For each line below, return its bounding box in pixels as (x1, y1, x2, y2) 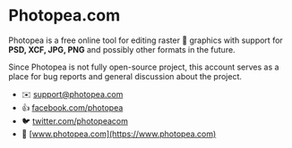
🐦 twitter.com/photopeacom (21, 115, 129, 126)
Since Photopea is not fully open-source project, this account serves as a (8, 62, 279, 72)
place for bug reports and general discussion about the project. (8, 70, 243, 81)
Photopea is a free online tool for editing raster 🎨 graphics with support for (8, 35, 283, 45)
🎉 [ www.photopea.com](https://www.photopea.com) (21, 128, 217, 139)
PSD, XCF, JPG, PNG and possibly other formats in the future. (8, 44, 236, 54)
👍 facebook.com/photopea (21, 102, 124, 112)
